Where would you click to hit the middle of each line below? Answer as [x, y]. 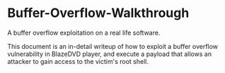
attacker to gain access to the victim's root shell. [78, 61]
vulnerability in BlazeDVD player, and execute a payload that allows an [110, 54]
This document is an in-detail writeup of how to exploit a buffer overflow [112, 46]
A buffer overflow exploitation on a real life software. [84, 33]
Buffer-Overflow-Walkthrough [98, 13]
